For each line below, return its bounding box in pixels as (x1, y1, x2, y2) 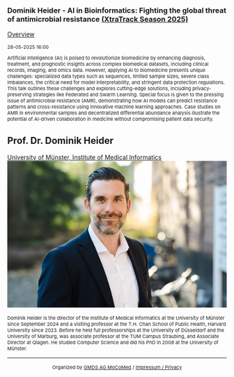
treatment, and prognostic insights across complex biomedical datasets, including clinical (7, 61, 209, 68)
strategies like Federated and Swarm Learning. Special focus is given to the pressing (32, 91, 224, 98)
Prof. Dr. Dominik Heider (7, 135, 114, 147)
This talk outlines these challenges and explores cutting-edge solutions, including (7, 85, 192, 92)
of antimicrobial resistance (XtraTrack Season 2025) (7, 14, 189, 24)
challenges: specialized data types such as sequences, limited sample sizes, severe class (7, 73, 210, 80)
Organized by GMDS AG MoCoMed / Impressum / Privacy (52, 364, 182, 371)
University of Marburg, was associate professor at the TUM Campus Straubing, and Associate (7, 333, 219, 340)
